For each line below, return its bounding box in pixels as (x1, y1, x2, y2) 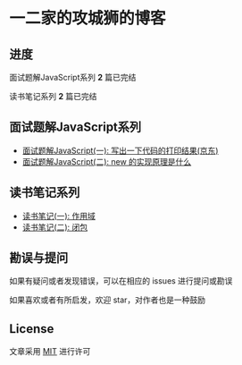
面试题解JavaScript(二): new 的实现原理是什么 (21, 156, 192, 166)
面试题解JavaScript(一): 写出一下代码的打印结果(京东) (21, 145, 219, 156)
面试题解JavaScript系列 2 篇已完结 (9, 72, 137, 82)
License (9, 321, 54, 336)
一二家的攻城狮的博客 (9, 8, 167, 29)
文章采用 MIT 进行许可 (9, 346, 91, 357)
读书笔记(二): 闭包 (21, 221, 88, 233)
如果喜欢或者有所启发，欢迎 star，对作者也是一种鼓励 (9, 294, 206, 305)
